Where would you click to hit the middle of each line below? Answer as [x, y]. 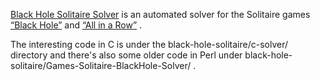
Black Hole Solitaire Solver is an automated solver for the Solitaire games [160, 14]
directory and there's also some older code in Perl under [126, 55]
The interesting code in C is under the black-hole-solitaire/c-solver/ [149, 44]
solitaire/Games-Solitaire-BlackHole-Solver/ [101, 65]
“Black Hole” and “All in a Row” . [76, 25]
